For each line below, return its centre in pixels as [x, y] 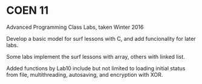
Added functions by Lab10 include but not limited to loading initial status [96, 68]
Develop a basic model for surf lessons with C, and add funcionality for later [101, 38]
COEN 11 [28, 10]
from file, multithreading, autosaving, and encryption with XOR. [85, 74]
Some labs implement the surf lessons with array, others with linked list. [96, 56]
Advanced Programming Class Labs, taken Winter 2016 [75, 27]
